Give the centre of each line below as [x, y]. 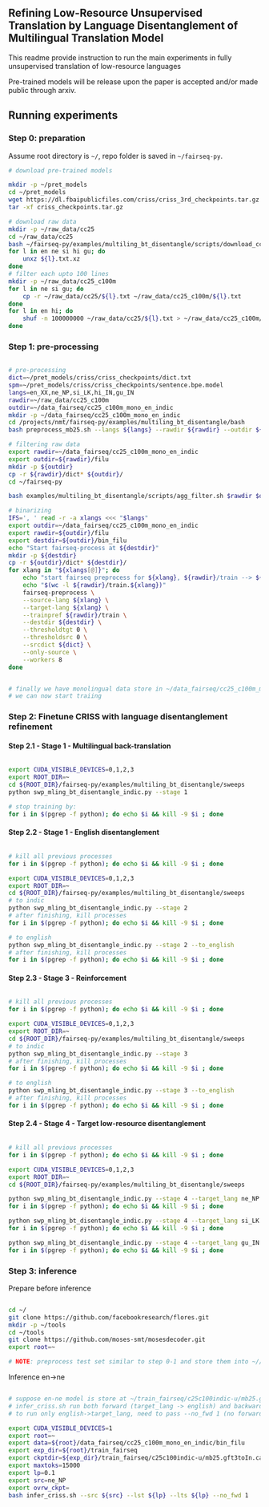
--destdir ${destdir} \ [62, 622]
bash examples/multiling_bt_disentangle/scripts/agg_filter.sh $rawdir [130, 496]
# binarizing [30, 511]
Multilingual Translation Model [86, 38]
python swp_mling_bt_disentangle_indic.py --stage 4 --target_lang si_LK [134, 1221]
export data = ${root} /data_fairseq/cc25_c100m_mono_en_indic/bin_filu [127, 1443]
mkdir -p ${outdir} [41, 467]
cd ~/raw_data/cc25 [41, 237]
